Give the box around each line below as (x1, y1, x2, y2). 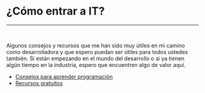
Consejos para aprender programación (15, 73, 113, 80)
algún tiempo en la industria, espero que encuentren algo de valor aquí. (6, 61, 186, 68)
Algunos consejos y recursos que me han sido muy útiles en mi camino (6, 41, 185, 49)
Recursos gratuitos (15, 79, 63, 86)
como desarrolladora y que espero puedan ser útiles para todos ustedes (6, 48, 188, 55)
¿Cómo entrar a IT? (6, 4, 105, 18)
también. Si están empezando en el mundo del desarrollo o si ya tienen (6, 55, 185, 62)
